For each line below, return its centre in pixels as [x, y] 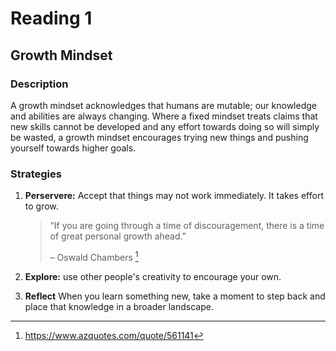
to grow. [41, 206]
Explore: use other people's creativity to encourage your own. [153, 276]
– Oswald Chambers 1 [94, 256]
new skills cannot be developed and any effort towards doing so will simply [165, 126]
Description [39, 84]
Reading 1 [51, 18]
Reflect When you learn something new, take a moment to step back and [175, 296]
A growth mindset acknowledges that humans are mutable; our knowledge [163, 105]
